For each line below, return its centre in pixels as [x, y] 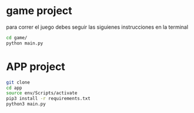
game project [39, 11]
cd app [14, 88]
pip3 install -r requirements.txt [48, 99]
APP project [36, 66]
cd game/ [17, 37]
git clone [18, 82]
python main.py [25, 43]
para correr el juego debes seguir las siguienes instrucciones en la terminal [97, 27]
